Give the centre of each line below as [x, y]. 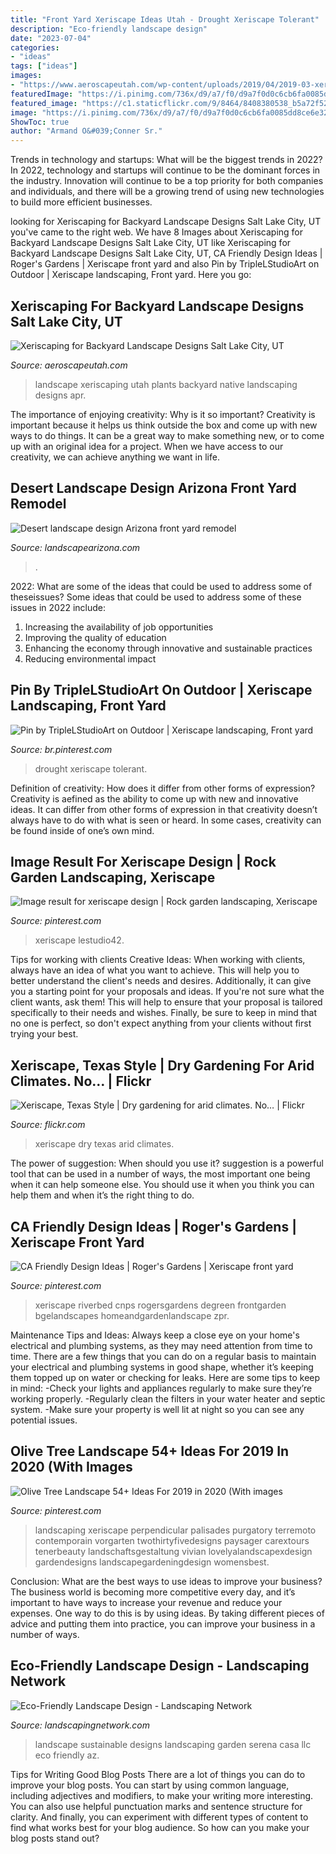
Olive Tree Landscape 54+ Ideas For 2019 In [150, 1451]
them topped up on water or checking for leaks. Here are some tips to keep [165, 1377]
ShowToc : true [40, 122]
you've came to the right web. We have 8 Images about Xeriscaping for [157, 232]
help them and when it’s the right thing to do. [102, 1195]
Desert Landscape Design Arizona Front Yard [153, 488]
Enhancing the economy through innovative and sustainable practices [168, 648]
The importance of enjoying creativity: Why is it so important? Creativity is [163, 414]
